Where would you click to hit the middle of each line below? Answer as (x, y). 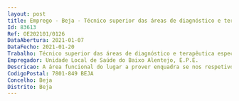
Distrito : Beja (30, 87)
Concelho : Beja (30, 80)
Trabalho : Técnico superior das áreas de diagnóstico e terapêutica (111, 54)
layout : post (27, 14)
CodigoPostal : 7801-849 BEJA (51, 73)
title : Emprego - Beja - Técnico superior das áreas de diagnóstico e (114, 21)
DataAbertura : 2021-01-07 (46, 41)
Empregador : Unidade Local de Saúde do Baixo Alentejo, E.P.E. (103, 60)
